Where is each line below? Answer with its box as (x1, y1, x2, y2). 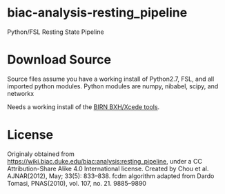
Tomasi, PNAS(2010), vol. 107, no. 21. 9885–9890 (7, 179, 147, 187)
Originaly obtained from (7, 150, 75, 158)
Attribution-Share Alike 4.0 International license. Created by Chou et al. (7, 164, 209, 173)
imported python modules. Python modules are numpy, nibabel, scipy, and (7, 81, 219, 90)
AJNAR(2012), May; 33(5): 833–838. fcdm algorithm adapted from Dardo (7, 171, 215, 180)
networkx (7, 89, 35, 97)
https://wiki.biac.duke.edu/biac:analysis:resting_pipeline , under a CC (7, 157, 202, 165)
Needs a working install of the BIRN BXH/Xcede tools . (7, 102, 160, 111)
